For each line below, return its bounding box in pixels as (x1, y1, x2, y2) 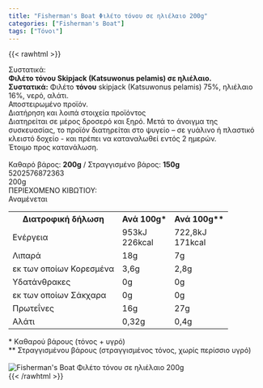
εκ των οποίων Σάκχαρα (12, 290, 107, 301)
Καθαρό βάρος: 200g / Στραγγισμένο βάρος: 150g (8, 160, 180, 170)
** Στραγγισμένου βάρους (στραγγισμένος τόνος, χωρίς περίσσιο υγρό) (8, 346, 252, 356)
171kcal (174, 237, 206, 248)
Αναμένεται (8, 194, 48, 204)
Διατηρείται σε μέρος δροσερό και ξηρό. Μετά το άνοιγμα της (8, 117, 218, 127)
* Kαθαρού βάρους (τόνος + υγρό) (8, 337, 125, 347)
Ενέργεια (12, 232, 49, 244)
